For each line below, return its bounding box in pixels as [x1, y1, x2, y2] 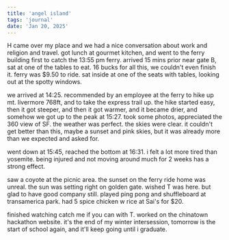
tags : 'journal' [7, 16, 53, 23]
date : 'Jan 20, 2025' [7, 23, 69, 29]
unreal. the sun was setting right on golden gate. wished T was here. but [7, 183, 211, 191]
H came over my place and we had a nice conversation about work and [7, 42, 208, 50]
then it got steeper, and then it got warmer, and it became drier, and [7, 105, 198, 114]
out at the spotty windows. [7, 78, 82, 86]
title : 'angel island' [7, 10, 72, 17]
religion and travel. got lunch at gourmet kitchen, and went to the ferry [7, 49, 205, 57]
